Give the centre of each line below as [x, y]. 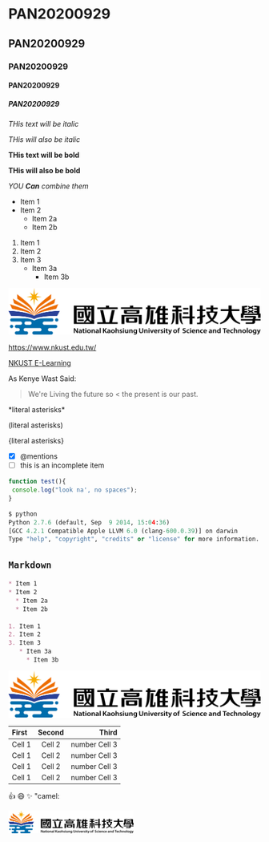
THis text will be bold [44, 155]
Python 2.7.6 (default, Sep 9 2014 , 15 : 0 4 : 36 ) [89, 522]
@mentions [39, 456]
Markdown [30, 565]
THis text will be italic [44, 124]
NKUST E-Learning [40, 363]
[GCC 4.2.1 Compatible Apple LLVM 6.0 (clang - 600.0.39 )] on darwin [123, 531]
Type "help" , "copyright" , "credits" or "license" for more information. [134, 539]
